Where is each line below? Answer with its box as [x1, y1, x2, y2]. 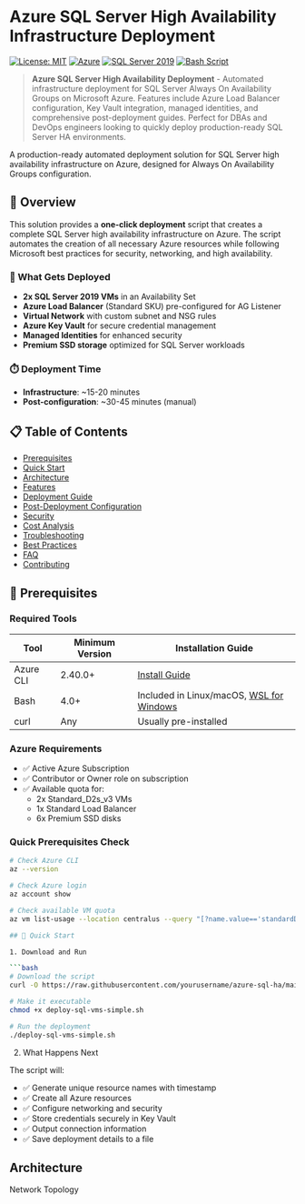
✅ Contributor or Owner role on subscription [22, 773, 189, 784]
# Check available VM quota [9, 906, 116, 915]
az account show [9, 889, 71, 899]
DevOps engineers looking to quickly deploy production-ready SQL [31, 121, 283, 133]
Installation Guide [175, 641, 254, 654]
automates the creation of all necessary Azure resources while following [9, 238, 280, 249]
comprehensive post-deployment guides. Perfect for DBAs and [31, 112, 268, 123]
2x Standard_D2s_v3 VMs [35, 794, 133, 805]
